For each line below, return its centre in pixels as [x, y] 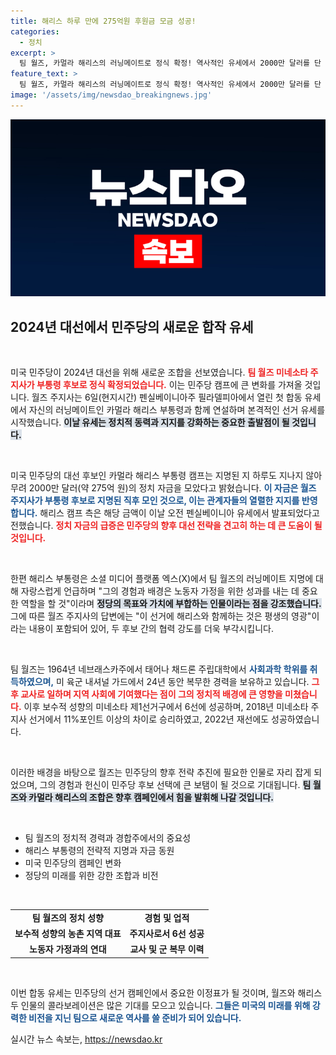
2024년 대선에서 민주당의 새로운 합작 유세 [132, 326]
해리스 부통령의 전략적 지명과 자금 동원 [99, 851]
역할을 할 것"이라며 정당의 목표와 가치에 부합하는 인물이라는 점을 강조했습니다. [171, 604]
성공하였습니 [295, 719]
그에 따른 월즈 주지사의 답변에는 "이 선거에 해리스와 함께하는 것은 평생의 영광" [161, 616]
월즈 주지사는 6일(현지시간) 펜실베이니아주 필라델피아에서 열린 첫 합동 [167, 397]
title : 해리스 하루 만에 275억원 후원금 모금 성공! [103, 21]
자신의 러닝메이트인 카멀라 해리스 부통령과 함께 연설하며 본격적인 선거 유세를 [177, 410]
